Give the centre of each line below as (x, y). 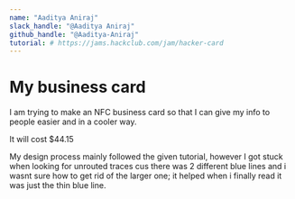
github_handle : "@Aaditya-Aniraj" (74, 34)
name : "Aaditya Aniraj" (54, 18)
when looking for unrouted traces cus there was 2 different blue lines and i (148, 167)
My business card (78, 87)
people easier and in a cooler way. (73, 122)
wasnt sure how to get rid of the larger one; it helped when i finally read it (146, 176)
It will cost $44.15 (41, 140)
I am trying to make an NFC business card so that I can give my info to (140, 113)
